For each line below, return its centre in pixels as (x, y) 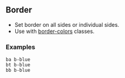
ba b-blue (18, 60)
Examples (21, 47)
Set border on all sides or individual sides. (67, 24)
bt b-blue (18, 65)
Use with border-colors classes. (54, 31)
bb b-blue (18, 70)
